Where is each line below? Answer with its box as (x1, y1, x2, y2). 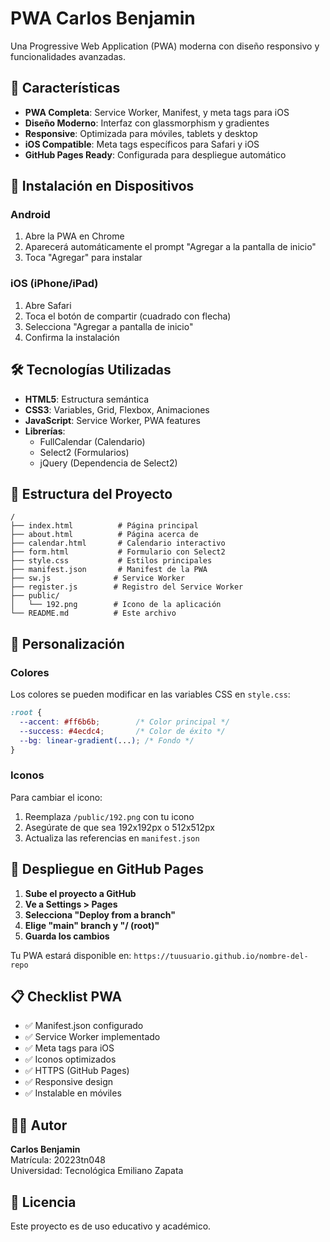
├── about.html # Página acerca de (10, 530, 199, 540)
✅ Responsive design (24, 1076, 114, 1088)
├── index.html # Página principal (10, 521, 199, 531)
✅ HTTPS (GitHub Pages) (24, 1065, 130, 1077)
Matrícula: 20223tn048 (10, 1154, 106, 1166)
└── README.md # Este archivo (10, 608, 177, 619)
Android (10, 208, 51, 222)
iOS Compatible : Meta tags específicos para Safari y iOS (24, 138, 260, 150)
